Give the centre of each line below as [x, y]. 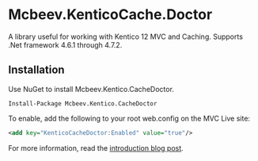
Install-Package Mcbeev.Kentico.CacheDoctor [83, 103]
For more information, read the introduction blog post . [96, 148]
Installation [36, 70]
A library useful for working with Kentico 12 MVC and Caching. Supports [126, 36]
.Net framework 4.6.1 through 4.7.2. [65, 44]
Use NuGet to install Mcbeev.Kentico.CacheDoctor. [91, 89]
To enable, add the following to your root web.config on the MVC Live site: [129, 118]
